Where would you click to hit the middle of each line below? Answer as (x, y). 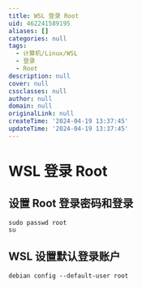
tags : (17, 46)
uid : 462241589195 (39, 23)
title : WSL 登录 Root (44, 16)
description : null (39, 76)
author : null (30, 99)
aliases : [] (28, 31)
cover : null (28, 83)
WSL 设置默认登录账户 (65, 257)
